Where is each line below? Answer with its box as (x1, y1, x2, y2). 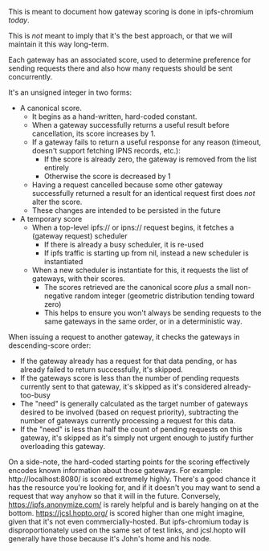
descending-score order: (8, 341, 92, 350)
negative (43, 291, 73, 300)
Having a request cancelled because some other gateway (31, 180, 223, 190)
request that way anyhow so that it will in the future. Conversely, (8, 492, 221, 500)
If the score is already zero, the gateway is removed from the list (43, 154, 257, 164)
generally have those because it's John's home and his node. (8, 534, 211, 543)
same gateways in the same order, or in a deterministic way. (43, 316, 243, 326)
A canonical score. (19, 104, 83, 112)
